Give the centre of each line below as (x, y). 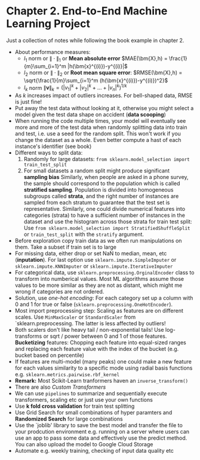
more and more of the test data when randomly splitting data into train (101, 127)
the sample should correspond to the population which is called (102, 183)
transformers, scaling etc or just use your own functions (84, 400)
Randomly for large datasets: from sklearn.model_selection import (107, 159)
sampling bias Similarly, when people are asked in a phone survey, (106, 177)
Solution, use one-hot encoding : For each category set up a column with (104, 298)
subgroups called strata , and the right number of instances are (101, 196)
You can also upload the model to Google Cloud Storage (84, 444)
